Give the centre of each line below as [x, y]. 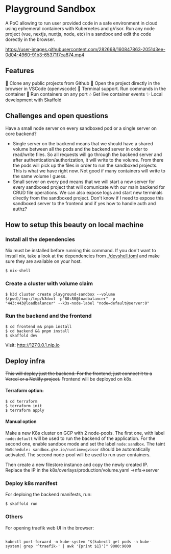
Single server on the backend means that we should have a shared [83, 143]
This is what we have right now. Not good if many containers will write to [89, 171]
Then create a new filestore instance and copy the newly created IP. [77, 465]
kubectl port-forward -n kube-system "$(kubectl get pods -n [72, 542]
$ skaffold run [21, 504]
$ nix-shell [18, 271]
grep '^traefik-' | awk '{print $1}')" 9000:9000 [77, 546]
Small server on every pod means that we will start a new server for [84, 182]
